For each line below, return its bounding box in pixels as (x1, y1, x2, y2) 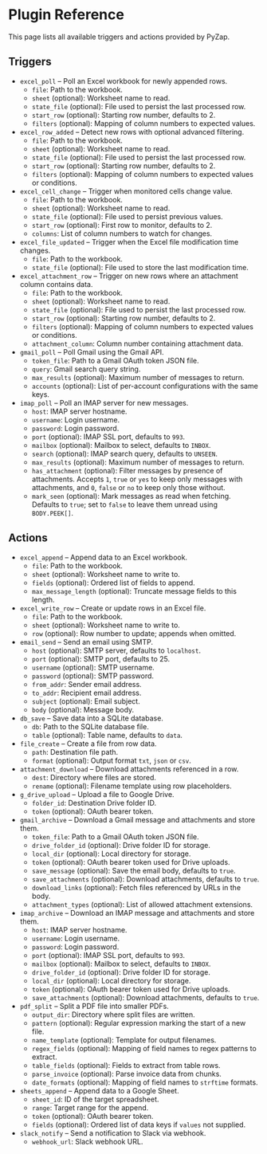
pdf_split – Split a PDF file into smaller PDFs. (19, 1001, 169, 1011)
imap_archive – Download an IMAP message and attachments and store (19, 908, 255, 917)
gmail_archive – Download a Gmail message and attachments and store (19, 814, 256, 824)
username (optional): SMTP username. (31, 662, 155, 672)
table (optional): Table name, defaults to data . (31, 730, 183, 740)
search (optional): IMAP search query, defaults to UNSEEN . (31, 449, 218, 458)
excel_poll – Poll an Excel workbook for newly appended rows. (19, 76, 228, 85)
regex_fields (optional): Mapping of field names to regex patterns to (31, 1043, 257, 1053)
